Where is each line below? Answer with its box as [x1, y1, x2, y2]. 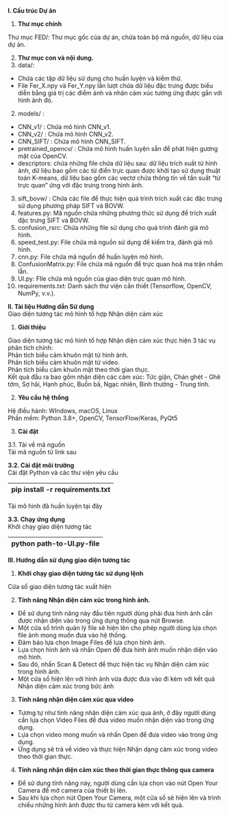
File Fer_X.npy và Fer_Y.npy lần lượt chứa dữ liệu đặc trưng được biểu [17, 82, 214, 89]
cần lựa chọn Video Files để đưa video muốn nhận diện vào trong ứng [17, 716, 214, 724]
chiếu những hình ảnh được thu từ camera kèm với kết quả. [17, 801, 184, 809]
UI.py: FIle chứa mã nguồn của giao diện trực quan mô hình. [17, 275, 187, 283]
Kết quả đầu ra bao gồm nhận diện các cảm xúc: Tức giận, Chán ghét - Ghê [8, 373, 221, 381]
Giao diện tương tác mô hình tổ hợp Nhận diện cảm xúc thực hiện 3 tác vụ [8, 336, 216, 345]
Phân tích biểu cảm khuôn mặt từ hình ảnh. [8, 351, 129, 359]
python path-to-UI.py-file [11, 539, 100, 548]
